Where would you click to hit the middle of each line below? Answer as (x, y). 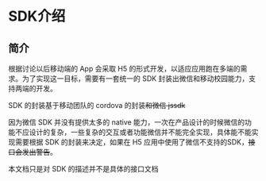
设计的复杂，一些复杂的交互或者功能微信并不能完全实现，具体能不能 (140, 132)
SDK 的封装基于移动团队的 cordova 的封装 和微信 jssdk (97, 105)
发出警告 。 (39, 152)
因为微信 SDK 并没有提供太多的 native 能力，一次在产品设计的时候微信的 (127, 122)
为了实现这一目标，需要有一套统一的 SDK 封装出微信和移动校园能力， (135, 79)
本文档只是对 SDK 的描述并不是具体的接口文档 (83, 169)
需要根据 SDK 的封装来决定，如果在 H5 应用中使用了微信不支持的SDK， (131, 142)
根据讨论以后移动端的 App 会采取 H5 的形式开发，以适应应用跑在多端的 (124, 69)
